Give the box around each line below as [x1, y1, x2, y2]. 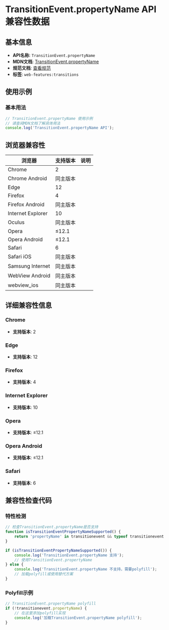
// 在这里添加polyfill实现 [14, 610, 66, 616]
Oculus [8, 219, 25, 226]
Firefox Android [8, 201, 45, 208]
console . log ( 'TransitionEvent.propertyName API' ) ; [5, 126, 114, 131]
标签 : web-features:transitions [12, 71, 79, 77]
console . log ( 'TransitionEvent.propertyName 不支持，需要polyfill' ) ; [14, 567, 157, 572]
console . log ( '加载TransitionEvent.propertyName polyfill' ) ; [14, 615, 142, 620]
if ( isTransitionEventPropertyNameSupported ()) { [5, 548, 112, 553]
